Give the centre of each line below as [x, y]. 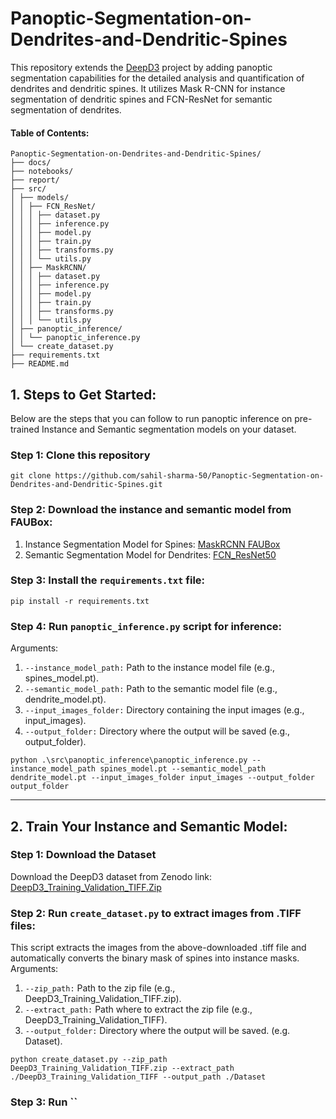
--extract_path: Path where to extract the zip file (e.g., [138, 1009]
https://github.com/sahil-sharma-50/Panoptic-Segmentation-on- [189, 476]
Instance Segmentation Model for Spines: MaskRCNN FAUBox [152, 544]
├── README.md [40, 364]
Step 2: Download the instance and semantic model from [151, 510]
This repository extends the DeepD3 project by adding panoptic [141, 67]
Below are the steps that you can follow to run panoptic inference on [151, 418]
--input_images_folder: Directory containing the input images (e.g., [164, 710]
